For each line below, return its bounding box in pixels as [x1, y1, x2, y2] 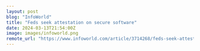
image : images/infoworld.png [6, 30, 79, 36]
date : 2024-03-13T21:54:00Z [6, 25, 76, 31]
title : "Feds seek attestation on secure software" [6, 19, 137, 25]
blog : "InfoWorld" [6, 14, 52, 20]
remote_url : [6, 36, 36, 42]
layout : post [6, 8, 39, 15]
